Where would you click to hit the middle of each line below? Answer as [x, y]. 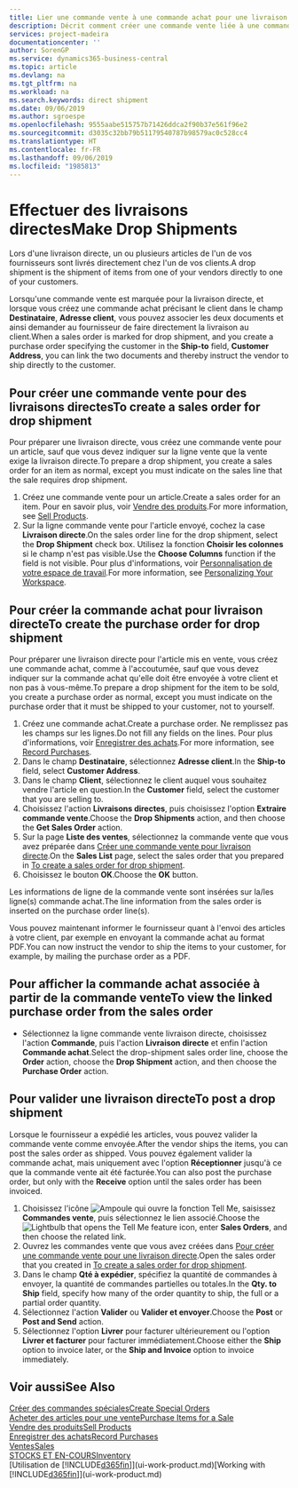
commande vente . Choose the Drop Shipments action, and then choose [153, 817]
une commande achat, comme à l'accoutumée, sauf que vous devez [134, 668]
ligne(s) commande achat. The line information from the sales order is [135, 901]
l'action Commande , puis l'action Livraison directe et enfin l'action [145, 1042]
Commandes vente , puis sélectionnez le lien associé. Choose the [141, 1217]
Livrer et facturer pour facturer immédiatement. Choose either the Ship [152, 1340]
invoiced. [26, 1190]
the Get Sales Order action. [72, 827]
